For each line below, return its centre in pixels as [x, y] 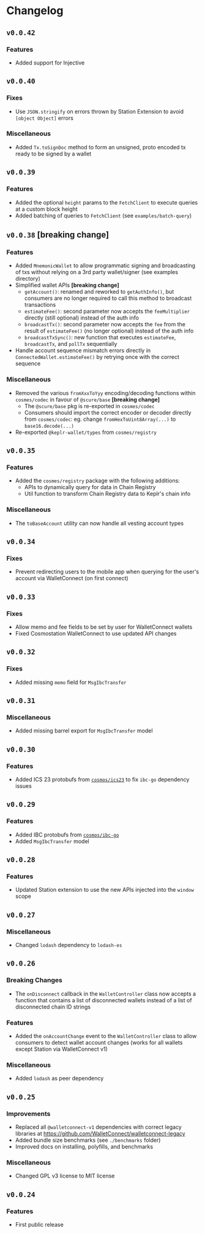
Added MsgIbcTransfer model [52, 841]
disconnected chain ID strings [53, 1007]
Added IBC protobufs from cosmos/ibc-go [67, 835]
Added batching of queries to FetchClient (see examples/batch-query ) [103, 215]
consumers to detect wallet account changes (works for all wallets [99, 1043]
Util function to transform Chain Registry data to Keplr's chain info [107, 494]
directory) [28, 279]
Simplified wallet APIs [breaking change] [67, 285]
